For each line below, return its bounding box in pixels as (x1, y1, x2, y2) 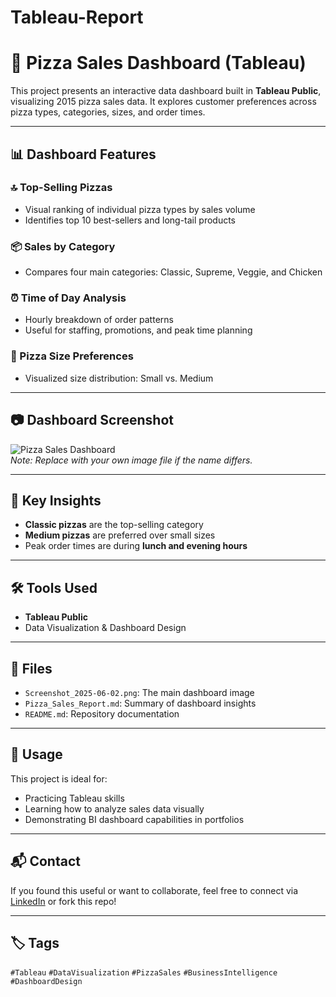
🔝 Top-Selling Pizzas (10, 181, 113, 195)
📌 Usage (10, 746, 63, 763)
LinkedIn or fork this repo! (10, 895, 117, 907)
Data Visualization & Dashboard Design (24, 622, 187, 634)
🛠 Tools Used (10, 579, 98, 596)
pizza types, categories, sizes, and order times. (10, 106, 206, 118)
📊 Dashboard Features (10, 146, 157, 163)
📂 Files (10, 660, 53, 677)
